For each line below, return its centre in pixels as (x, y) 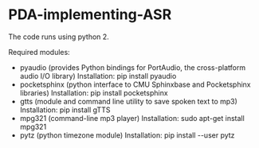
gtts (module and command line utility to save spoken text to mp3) (128, 101)
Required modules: (39, 52)
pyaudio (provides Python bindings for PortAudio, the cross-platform (132, 67)
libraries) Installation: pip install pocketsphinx (94, 92)
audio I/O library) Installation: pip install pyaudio (98, 76)
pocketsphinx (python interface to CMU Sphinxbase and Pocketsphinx (135, 84)
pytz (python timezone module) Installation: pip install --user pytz (127, 135)
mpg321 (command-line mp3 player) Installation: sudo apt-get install (132, 118)
